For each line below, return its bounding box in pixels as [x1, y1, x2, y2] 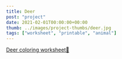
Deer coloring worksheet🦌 [6, 46, 69, 53]
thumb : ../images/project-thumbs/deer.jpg [6, 25, 111, 31]
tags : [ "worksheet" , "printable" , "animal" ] [6, 30, 117, 36]
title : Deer [6, 8, 35, 15]
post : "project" [6, 14, 46, 20]
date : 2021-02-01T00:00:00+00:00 [6, 19, 88, 25]
